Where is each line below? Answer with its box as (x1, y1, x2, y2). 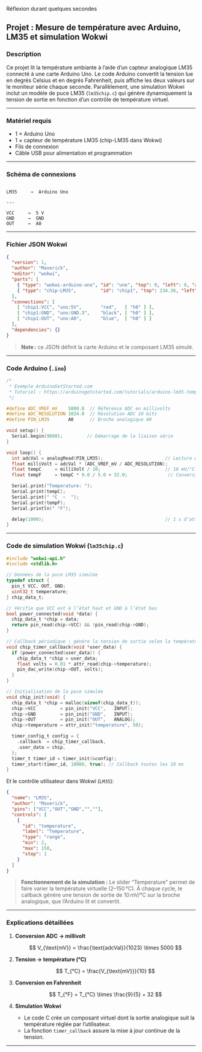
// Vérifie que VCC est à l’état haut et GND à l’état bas (6, 605, 158, 611)
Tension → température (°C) (14, 956, 87, 963)
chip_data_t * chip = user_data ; (17, 655, 98, 661)
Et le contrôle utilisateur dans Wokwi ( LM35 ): (6, 778, 114, 785)
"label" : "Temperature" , (22, 828, 85, 834)
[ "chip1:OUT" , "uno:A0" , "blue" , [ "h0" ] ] (17, 316, 152, 322)
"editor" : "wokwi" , (11, 271, 61, 277)
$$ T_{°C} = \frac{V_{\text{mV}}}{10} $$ (56, 967, 155, 974)
